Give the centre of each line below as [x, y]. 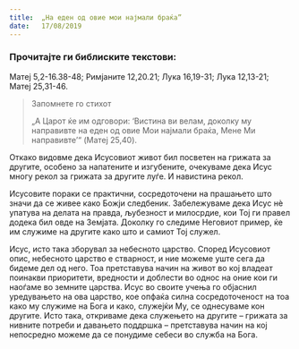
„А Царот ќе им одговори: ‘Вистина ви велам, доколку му [141, 121]
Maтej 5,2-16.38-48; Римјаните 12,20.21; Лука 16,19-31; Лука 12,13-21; [139, 76]
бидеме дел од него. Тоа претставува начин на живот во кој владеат [141, 268]
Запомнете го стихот [71, 103]
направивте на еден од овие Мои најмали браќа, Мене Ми [143, 130]
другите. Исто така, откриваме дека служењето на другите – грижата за [149, 315]
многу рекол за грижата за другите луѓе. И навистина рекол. [126, 176]
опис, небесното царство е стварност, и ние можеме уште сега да [137, 258]
